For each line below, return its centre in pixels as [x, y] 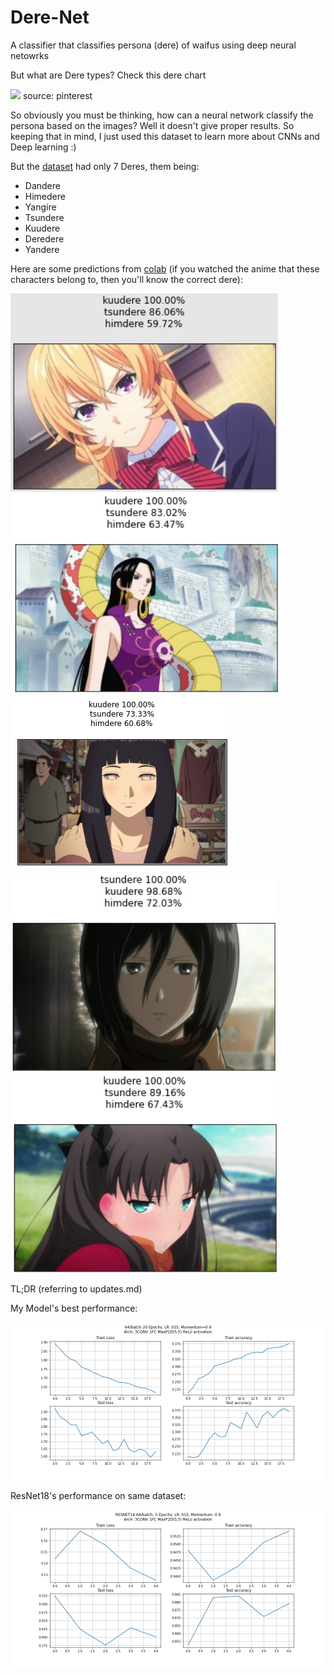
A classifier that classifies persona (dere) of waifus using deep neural [153, 45]
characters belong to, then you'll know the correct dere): [126, 279]
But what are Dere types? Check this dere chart [108, 75]
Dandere [42, 185]
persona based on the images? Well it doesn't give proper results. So [152, 125]
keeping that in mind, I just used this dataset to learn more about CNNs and [165, 136]
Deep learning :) [43, 147]
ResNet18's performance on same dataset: [98, 1495]
